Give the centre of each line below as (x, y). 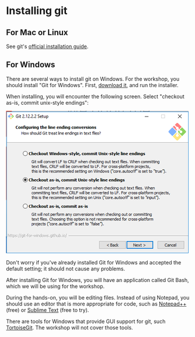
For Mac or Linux (37, 32)
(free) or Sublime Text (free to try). (48, 310)
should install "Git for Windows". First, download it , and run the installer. (92, 85)
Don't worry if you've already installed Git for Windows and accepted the (94, 262)
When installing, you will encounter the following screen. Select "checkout (95, 96)
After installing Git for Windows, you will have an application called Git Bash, (97, 280)
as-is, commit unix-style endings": (47, 102)
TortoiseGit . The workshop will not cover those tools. (69, 327)
